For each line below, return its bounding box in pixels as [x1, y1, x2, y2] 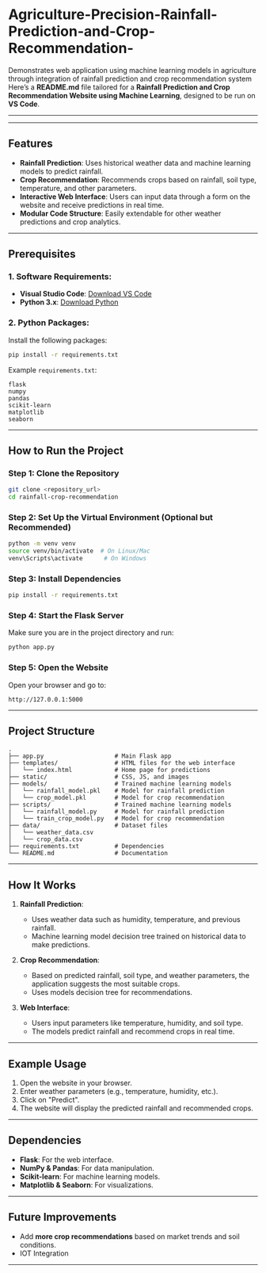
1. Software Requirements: [8, 271, 112, 282]
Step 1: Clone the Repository [8, 468, 120, 479]
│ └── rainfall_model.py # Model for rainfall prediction [8, 808, 225, 816]
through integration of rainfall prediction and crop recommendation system [8, 74, 252, 83]
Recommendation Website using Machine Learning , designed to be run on [8, 90, 256, 100]
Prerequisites [8, 247, 76, 261]
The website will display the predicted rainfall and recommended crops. [19, 1103, 253, 1113]
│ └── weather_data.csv [8, 828, 93, 837]
